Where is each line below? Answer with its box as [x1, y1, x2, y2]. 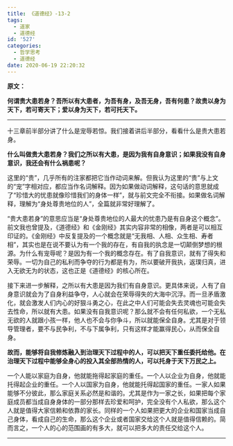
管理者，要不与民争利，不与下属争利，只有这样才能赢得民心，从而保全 [12, 324, 214, 333]
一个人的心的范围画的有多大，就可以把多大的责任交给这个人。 [31, 423, 208, 431]
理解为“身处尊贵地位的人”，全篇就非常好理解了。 [19, 199, 159, 208]
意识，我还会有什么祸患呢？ [7, 158, 87, 167]
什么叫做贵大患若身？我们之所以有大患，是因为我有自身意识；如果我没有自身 [7, 150, 226, 158]
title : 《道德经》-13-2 [7, 10, 71, 17]
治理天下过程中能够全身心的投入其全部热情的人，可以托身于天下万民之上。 [7, 356, 220, 365]
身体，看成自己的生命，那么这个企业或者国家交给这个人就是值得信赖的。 [12, 415, 220, 423]
